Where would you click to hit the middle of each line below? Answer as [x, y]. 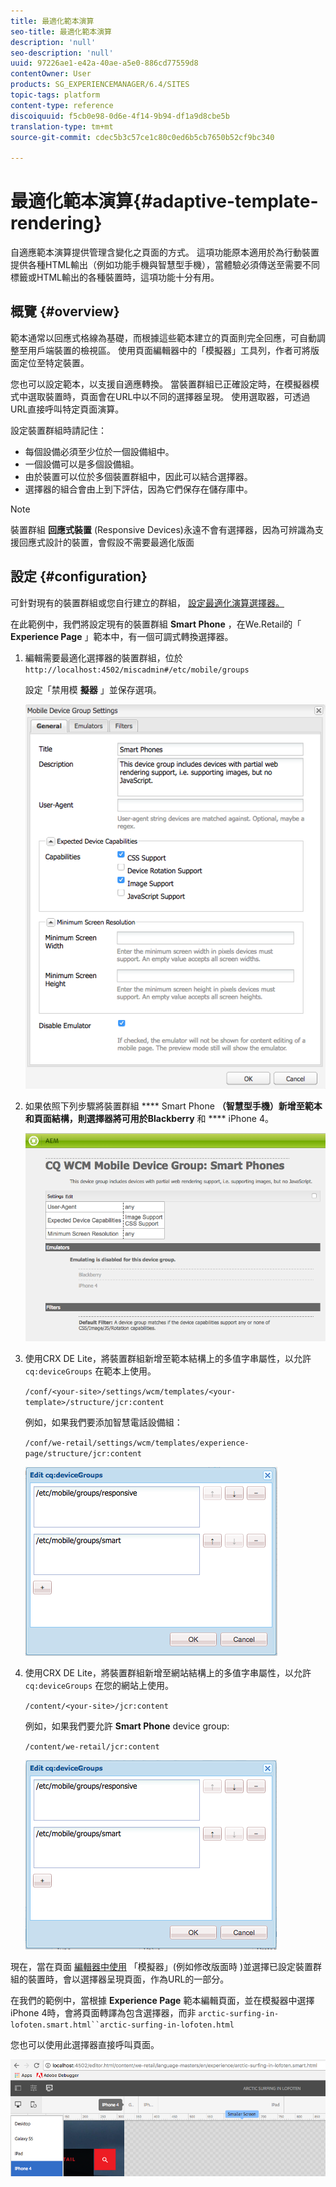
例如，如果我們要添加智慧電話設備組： [103, 1422]
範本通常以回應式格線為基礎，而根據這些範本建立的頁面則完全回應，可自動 [163, 337]
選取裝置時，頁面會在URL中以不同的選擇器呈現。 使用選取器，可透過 [169, 396]
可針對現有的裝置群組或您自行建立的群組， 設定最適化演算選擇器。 [147, 602]
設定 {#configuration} [79, 576]
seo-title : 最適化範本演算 [61, 31]
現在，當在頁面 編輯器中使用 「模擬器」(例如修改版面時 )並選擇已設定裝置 [162, 1966]
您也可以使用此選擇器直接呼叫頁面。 [85, 2044]
